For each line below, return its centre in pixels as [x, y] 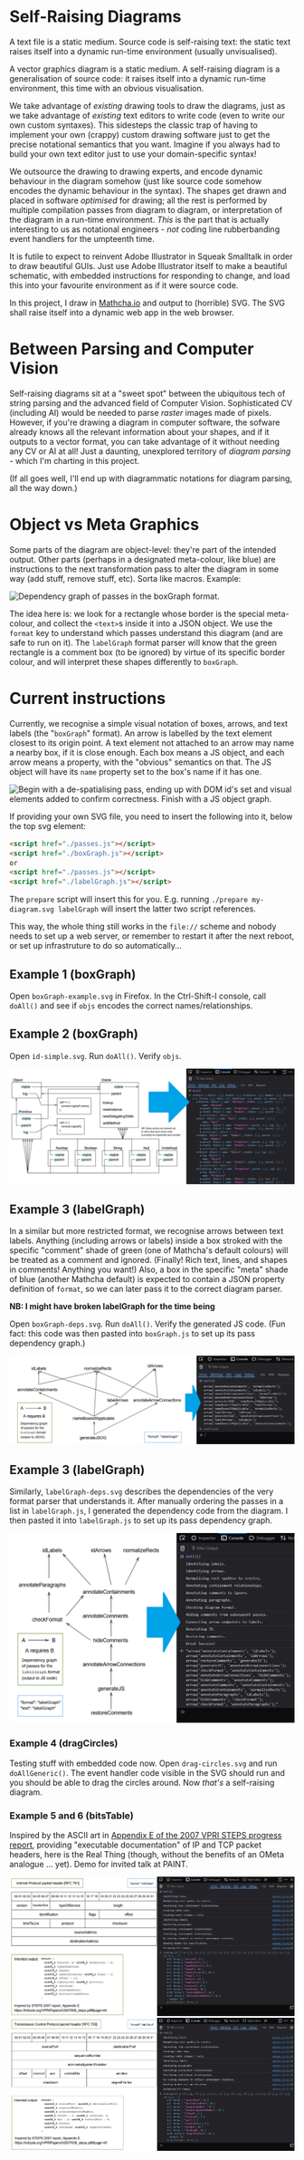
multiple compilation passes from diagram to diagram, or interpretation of [146, 209]
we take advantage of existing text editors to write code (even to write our [147, 115]
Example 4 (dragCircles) [64, 1743]
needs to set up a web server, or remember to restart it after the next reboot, [152, 936]
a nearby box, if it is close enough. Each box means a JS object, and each [147, 752]
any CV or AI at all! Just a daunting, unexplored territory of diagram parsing [150, 451]
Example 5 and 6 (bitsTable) [71, 1816]
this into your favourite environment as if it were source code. [124, 285]
